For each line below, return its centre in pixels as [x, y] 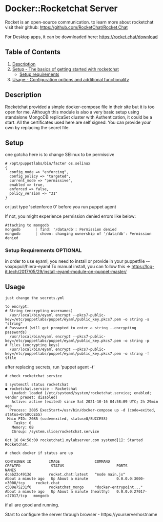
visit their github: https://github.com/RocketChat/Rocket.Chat [66, 27]
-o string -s [136, 319]
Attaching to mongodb [27, 226]
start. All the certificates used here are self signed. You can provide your [78, 122]
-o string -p [136, 341]
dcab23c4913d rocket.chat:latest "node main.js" [65, 475]
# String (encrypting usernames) [39, 311]
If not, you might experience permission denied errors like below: [71, 216]
